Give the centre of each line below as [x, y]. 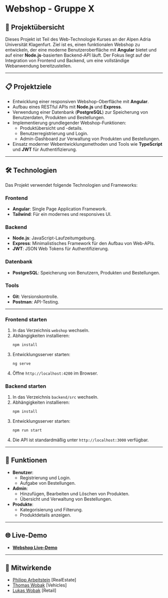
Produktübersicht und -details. [51, 128]
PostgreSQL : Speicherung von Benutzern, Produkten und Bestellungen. [86, 272]
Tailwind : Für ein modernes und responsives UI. [62, 214]
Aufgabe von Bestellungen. [48, 483]
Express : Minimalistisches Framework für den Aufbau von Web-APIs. [83, 243]
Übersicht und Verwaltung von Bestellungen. [66, 499]
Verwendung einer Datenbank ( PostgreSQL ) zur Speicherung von [80, 112]
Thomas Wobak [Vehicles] [39, 585]
